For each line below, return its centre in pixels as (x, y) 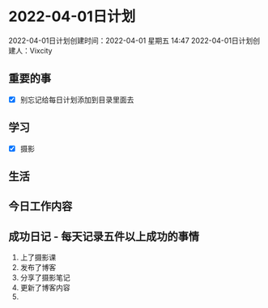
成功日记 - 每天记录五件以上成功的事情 (104, 236)
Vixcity (41, 50)
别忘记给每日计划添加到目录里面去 (77, 99)
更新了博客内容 (45, 288)
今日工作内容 (40, 207)
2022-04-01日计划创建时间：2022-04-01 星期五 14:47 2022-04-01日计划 (131, 40)
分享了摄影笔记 (45, 278)
